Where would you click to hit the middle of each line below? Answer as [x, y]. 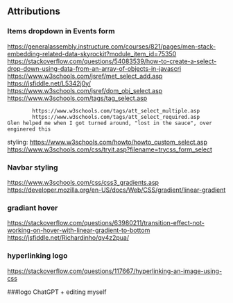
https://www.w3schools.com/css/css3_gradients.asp [83, 182]
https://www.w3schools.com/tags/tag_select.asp [77, 98]
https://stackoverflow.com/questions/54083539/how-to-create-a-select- [112, 61]
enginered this [29, 129]
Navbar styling [33, 167]
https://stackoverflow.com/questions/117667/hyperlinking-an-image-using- [115, 271]
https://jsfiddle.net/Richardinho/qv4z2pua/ [68, 238]
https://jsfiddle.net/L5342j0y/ [49, 83]
